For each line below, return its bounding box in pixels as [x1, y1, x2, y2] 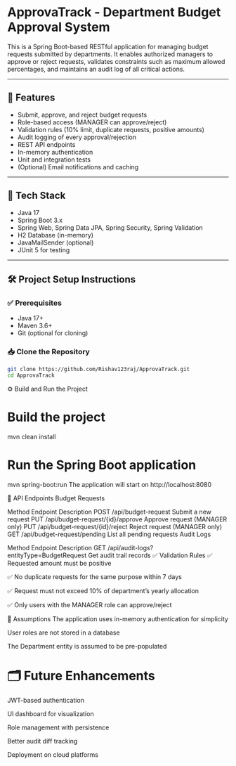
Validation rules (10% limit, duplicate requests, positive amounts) [17, 125, 205, 134]
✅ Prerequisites [7, 298, 62, 308]
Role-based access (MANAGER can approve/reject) [17, 117, 167, 126]
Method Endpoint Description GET [7, 544, 107, 552]
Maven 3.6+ [17, 321, 53, 330]
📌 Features [7, 92, 55, 104]
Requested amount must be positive [7, 559, 112, 568]
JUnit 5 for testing [17, 245, 70, 254]
